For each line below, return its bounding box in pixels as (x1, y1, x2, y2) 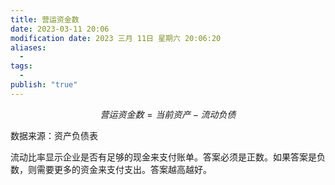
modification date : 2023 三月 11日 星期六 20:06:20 (10, 33, 222, 43)
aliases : (10, 42, 47, 53)
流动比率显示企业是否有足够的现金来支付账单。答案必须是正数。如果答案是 (10, 151, 317, 163)
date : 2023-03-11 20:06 (10, 24, 110, 34)
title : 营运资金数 (10, 14, 80, 25)
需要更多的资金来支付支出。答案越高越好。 (36, 163, 212, 175)
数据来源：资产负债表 (10, 129, 98, 141)
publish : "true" (10, 80, 78, 90)
